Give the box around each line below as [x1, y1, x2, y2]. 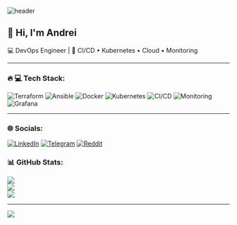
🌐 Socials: [7, 124, 44, 134]
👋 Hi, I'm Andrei [7, 27, 77, 39]
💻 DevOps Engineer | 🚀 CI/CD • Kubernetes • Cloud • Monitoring [7, 46, 198, 54]
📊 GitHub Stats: [7, 157, 63, 167]
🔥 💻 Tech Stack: [7, 73, 66, 83]
